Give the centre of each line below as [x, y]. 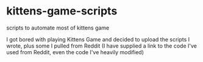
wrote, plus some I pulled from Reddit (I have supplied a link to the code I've [101, 46]
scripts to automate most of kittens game [58, 28]
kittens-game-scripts [62, 11]
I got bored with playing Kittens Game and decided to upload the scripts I [98, 39]
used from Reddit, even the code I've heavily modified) [75, 52]
